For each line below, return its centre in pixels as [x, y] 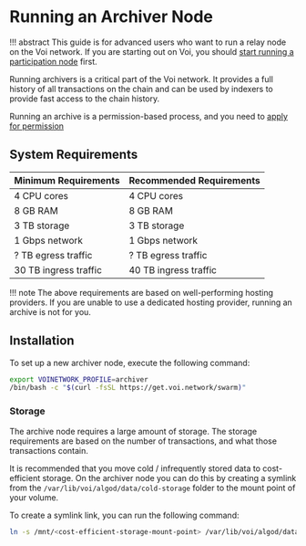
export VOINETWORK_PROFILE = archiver [79, 379]
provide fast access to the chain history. [85, 99]
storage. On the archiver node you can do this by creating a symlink [169, 478]
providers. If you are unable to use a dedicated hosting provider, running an [151, 302]
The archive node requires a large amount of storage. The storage [133, 431]
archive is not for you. [50, 311]
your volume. [34, 497]
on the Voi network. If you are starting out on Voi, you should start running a [152, 51]
